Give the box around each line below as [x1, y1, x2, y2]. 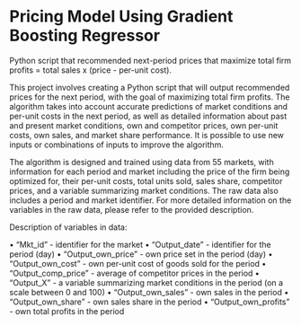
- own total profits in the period [9, 305, 125, 316]
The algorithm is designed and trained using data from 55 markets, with [9, 156, 274, 167]
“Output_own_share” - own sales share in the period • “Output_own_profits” [9, 296, 290, 307]
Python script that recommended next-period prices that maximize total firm [9, 55, 292, 66]
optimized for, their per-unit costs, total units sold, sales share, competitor [9, 175, 283, 186]
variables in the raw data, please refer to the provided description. [9, 204, 254, 215]
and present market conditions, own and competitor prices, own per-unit [9, 119, 279, 131]
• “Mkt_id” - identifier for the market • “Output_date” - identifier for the [9, 239, 271, 250]
